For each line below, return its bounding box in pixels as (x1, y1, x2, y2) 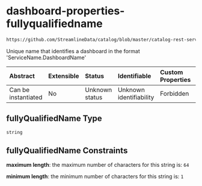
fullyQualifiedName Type (6, 114, 102, 124)
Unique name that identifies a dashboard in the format (6, 47, 140, 54)
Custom (160, 68, 183, 76)
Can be (9, 86, 30, 94)
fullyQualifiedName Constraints (6, 145, 128, 156)
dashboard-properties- (6, 4, 125, 18)
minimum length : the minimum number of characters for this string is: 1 (6, 173, 184, 180)
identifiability (117, 93, 155, 101)
